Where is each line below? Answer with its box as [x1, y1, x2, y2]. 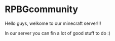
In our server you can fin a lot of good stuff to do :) [5, 30, 111, 36]
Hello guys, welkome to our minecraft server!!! [5, 20, 101, 26]
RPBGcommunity [5, 4, 78, 15]
